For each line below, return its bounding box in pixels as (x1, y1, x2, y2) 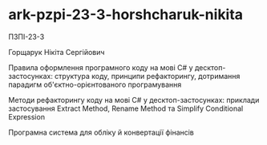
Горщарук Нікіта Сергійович (8, 47, 105, 57)
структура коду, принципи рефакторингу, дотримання (55, 71, 241, 80)
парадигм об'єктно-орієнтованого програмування (8, 80, 182, 89)
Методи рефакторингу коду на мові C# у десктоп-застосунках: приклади (8, 95, 260, 104)
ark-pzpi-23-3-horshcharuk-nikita (8, 6, 243, 24)
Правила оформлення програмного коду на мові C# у (8, 62, 193, 72)
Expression (8, 112, 46, 121)
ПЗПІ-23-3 (8, 32, 45, 41)
